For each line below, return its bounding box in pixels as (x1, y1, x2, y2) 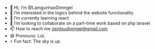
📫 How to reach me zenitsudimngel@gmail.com (9, 26, 108, 31)
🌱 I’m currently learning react (9, 15, 69, 21)
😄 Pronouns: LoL (9, 33, 45, 39)
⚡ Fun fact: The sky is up (9, 38, 61, 44)
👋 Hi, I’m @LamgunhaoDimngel (9, 5, 73, 10)
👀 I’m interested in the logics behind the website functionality (9, 10, 134, 16)
